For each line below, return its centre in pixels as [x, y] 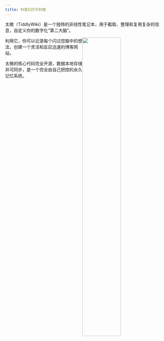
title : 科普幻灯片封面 [26, 10]
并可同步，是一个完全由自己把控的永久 [44, 70]
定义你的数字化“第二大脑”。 [46, 30]
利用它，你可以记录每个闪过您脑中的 [42, 41]
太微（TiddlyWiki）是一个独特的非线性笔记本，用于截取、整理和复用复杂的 [80, 24]
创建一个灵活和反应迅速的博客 [44, 47]
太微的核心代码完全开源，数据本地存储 [44, 63]
